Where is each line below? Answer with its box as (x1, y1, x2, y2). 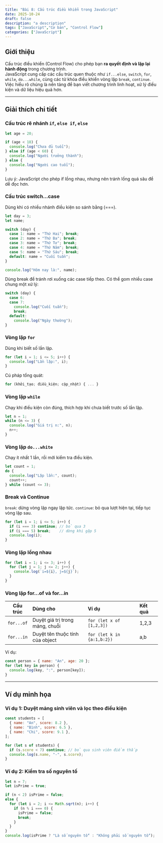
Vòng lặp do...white (5, 443, 53, 450)
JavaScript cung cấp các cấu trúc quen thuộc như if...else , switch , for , (5, 71, 152, 77)
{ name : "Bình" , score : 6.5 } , (9, 725, 73, 730)
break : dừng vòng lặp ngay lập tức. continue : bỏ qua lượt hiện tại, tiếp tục (5, 505, 151, 511)
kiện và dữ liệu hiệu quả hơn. (5, 86, 63, 93)
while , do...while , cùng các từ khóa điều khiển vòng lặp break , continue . (5, 76, 151, 82)
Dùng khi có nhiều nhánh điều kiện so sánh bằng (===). (5, 204, 117, 210)
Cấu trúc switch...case (5, 193, 60, 200)
